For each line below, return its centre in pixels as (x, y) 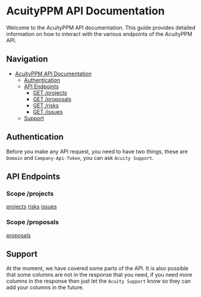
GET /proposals (52, 99)
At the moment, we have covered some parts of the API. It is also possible (97, 268)
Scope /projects (30, 193)
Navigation (27, 59)
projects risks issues (31, 207)
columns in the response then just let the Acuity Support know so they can (98, 281)
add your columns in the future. (45, 287)
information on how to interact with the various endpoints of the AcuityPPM (99, 34)
